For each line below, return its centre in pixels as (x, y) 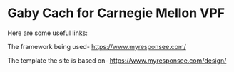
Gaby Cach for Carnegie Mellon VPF (116, 13)
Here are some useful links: (47, 33)
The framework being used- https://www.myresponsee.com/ (97, 46)
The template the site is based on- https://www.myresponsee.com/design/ (117, 60)
